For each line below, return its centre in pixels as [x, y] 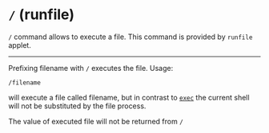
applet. [20, 45]
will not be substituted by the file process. [77, 106]
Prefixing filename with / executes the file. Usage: [91, 68]
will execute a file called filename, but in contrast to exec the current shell [129, 97]
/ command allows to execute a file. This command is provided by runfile [130, 37]
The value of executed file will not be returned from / [96, 121]
